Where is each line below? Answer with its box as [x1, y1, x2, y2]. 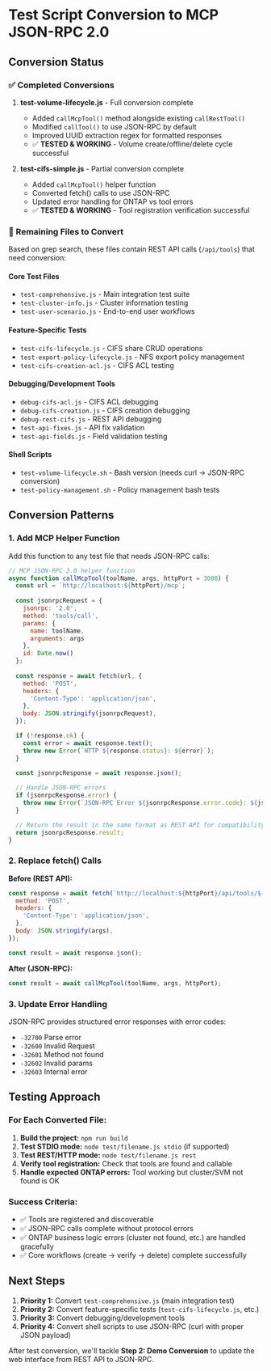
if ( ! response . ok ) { [15, 732, 85, 740]
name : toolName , [29, 627, 85, 635]
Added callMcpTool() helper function [31, 180, 156, 189]
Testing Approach [8, 1090, 101, 1104]
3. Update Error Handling [8, 998, 107, 1009]
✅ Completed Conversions [8, 79, 115, 91]
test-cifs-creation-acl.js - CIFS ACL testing [19, 360, 175, 370]
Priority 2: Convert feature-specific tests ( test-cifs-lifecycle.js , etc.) [19, 1304, 260, 1314]
